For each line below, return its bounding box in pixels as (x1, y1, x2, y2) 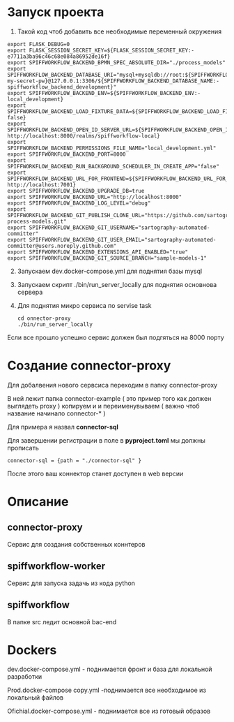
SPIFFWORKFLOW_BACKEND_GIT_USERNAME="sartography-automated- (29, 224, 210, 231)
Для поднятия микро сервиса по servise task (17, 301, 152, 309)
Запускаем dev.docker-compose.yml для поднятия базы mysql (17, 267, 203, 275)
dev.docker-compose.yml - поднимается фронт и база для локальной (7, 665, 212, 674)
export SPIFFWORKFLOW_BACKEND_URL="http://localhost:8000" (7, 193, 182, 200)
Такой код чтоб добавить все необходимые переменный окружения (17, 27, 221, 36)
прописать (7, 443, 40, 452)
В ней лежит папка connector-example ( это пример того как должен (7, 394, 212, 402)
